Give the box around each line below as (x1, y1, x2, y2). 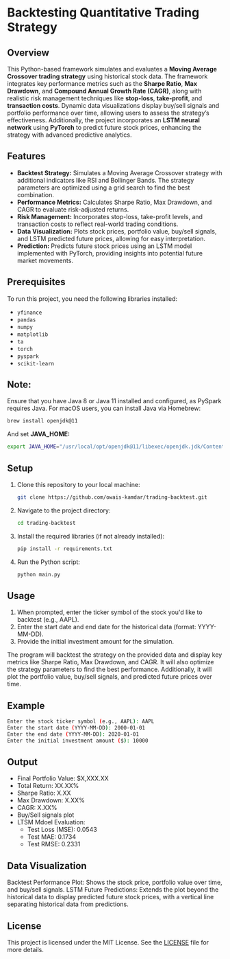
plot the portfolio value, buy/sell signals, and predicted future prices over (7, 673, 212, 681)
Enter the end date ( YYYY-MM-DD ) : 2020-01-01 (7, 730, 139, 738)
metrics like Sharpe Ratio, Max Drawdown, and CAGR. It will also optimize (7, 658, 214, 666)
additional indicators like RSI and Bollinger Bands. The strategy (16, 176, 194, 184)
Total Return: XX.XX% (16, 782, 79, 790)
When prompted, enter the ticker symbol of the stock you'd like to (16, 608, 203, 616)
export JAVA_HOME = (7, 443, 60, 451)
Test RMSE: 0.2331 (27, 840, 81, 848)
